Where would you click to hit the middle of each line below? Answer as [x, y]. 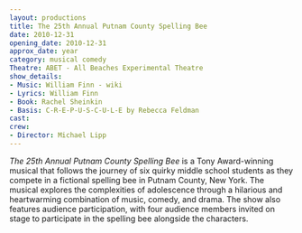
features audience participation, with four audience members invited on [142, 209]
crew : [19, 127]
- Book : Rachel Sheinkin [56, 102]
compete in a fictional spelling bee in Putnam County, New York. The [137, 180]
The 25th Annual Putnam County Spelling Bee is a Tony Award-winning [142, 161]
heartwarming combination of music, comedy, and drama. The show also [145, 199]
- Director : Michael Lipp [58, 135]
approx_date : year [44, 51]
